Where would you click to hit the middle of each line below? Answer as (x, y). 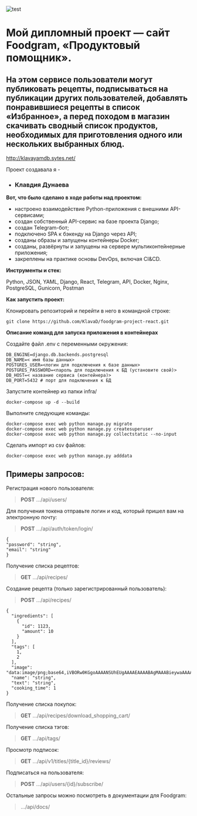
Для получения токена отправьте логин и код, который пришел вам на (95, 511)
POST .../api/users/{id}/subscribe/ (62, 784)
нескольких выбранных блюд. (65, 144)
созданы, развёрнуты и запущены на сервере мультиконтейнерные (100, 247)
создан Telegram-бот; (42, 228)
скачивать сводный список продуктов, (82, 126)
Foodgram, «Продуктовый (73, 46)
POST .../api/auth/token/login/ (57, 529)
